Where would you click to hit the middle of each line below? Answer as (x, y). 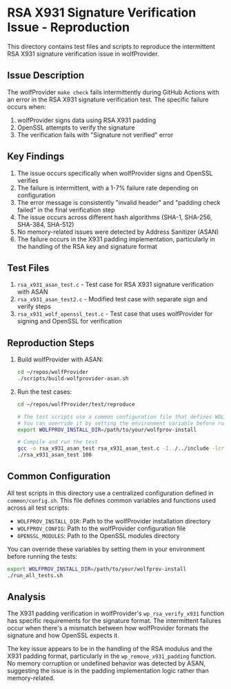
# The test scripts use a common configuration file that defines (114, 417)
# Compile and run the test (57, 442)
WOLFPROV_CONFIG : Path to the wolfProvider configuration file (101, 528)
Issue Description (46, 76)
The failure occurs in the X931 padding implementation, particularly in (116, 239)
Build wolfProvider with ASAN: (60, 359)
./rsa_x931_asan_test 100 (54, 455)
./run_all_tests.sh (35, 575)
